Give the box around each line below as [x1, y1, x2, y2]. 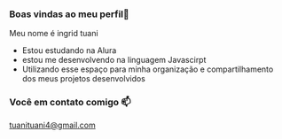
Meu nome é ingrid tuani [9, 28, 99, 39]
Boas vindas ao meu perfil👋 [9, 8, 130, 20]
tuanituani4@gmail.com [9, 120, 96, 130]
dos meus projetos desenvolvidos [21, 73, 146, 84]
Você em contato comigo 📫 [9, 97, 131, 109]
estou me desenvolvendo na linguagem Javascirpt [21, 55, 207, 66]
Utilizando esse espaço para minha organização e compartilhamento [21, 64, 274, 74]
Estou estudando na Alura [21, 45, 117, 56]
